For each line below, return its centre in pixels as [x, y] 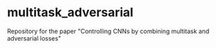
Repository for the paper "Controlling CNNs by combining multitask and [108, 31]
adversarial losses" [34, 38]
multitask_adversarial [70, 13]
